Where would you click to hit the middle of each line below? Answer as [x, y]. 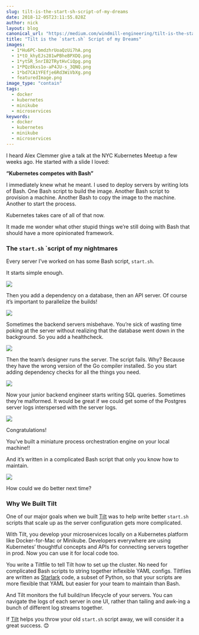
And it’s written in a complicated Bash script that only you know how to [92, 459]
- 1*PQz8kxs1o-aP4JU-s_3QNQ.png [52, 67]
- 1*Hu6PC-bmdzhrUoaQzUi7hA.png [52, 50]
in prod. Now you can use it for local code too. [63, 553]
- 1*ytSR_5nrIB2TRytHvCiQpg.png [52, 61]
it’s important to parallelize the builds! [52, 302]
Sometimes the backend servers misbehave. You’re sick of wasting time [94, 325]
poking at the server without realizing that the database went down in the [95, 331]
